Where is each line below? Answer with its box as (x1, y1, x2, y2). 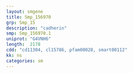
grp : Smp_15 (6, 19, 35, 25)
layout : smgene (6, 8, 44, 15)
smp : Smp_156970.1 (6, 31, 51, 36)
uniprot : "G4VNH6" (6, 36, 51, 42)
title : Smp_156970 (6, 14, 51, 20)
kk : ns (6, 52, 22, 58)
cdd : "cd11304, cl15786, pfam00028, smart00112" (6, 47, 128, 53)
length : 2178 (6, 42, 41, 48)
